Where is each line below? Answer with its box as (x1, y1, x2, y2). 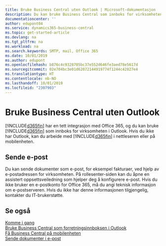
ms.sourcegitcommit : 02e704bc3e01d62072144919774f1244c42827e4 (5, 67, 138, 72)
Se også (5, 206, 31, 215)
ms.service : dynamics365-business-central (5, 26, 94, 31)
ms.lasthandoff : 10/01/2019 (5, 81, 63, 85)
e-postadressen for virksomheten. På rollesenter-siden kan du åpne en (5, 171, 150, 177)
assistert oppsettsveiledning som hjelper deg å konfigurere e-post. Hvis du (5, 176, 158, 183)
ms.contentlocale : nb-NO (5, 76, 56, 81)
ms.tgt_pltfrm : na (5, 40, 43, 44)
